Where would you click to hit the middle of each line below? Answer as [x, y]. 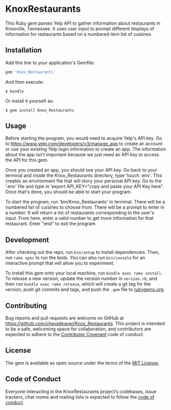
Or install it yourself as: [29, 101]
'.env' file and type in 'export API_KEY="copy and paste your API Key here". [85, 187]
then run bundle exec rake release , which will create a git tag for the [78, 284]
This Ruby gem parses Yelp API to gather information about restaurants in [83, 23]
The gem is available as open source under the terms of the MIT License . [82, 363]
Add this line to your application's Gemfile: [50, 63]
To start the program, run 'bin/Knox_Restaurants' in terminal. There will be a [85, 202]
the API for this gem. [27, 160]
